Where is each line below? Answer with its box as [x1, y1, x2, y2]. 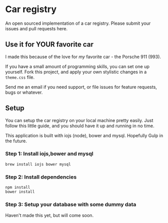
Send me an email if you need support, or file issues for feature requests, [5, 84, 157, 90]
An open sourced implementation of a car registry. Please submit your [5, 20, 151, 26]
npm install [5, 185, 30, 190]
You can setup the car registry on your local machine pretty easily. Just [5, 117, 153, 123]
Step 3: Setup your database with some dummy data [5, 201, 136, 208]
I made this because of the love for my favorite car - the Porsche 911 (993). [5, 53, 161, 60]
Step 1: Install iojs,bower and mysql [5, 150, 94, 157]
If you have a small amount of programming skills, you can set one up [5, 63, 150, 69]
